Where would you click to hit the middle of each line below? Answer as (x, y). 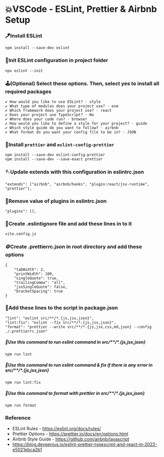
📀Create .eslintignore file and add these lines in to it (69, 223)
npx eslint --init (24, 70)
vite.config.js (21, 234)
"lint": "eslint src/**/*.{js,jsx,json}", (50, 318)
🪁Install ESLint (24, 36)
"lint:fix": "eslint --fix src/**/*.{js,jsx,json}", (61, 323)
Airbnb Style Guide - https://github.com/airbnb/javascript (71, 439)
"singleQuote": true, (36, 278)
